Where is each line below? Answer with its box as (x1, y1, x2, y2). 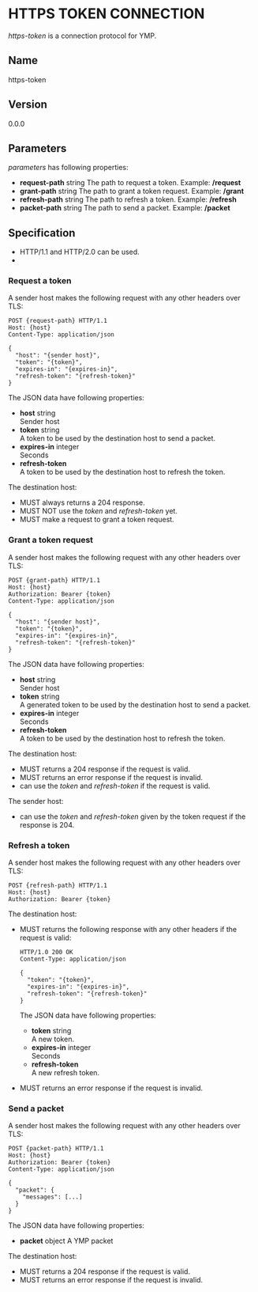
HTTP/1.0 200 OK (19, 949, 73, 957)
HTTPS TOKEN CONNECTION (8, 5, 205, 23)
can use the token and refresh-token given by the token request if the (19, 812, 246, 821)
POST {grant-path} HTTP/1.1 (8, 576, 101, 584)
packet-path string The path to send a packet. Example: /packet (19, 203, 230, 213)
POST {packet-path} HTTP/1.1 (8, 1145, 104, 1153)
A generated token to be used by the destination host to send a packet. (19, 699, 251, 709)
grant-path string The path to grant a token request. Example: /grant (19, 187, 245, 196)
